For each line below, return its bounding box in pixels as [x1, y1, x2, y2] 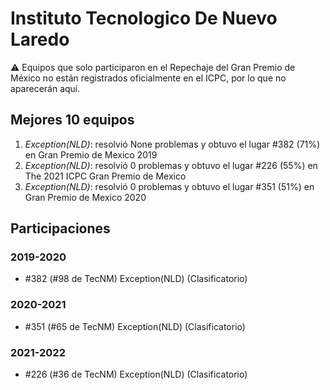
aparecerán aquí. [10, 82, 81, 94]
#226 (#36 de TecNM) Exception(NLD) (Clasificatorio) [24, 368, 248, 381]
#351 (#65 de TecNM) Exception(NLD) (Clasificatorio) [24, 320, 246, 332]
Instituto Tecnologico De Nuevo [10, 7, 278, 30]
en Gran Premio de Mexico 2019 [24, 148, 158, 161]
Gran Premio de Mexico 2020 [24, 191, 147, 203]
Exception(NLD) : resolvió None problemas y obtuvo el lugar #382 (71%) [24, 138, 321, 150]
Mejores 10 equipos [10, 112, 135, 129]
